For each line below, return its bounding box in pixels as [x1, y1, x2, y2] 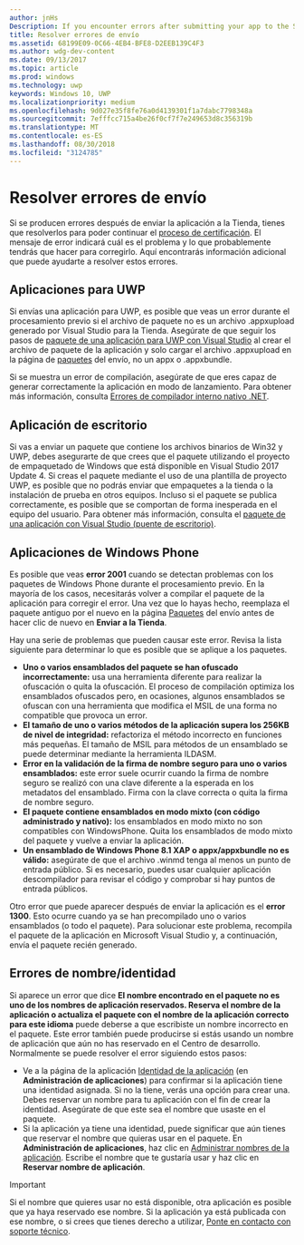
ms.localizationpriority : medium [9, 97, 136, 107]
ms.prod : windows [9, 73, 75, 82]
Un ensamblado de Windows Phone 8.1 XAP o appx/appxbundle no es [22, 845, 290, 855]
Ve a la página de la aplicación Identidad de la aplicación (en [22, 1065, 249, 1075]
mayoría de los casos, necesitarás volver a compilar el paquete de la [9, 588, 265, 598]
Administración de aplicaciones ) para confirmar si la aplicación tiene [22, 1075, 283, 1085]
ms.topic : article [9, 64, 79, 73]
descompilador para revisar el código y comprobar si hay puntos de [22, 874, 276, 884]
